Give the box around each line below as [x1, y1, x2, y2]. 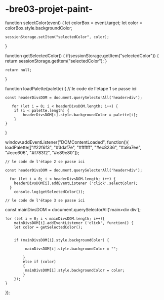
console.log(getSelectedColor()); [14, 189, 85, 194]
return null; [5, 67, 32, 72]
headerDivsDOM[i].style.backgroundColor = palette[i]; [23, 112, 138, 117]
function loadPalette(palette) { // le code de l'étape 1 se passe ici [5, 85, 137, 92]
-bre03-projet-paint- [5, 3, 93, 15]
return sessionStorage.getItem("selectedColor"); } [5, 58, 107, 64]
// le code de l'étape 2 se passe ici [5, 159, 85, 164]
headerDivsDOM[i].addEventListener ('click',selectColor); [14, 181, 138, 186]
